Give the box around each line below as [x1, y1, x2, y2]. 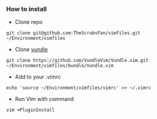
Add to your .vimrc [14, 73, 61, 81]
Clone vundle [14, 46, 48, 53]
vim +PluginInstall [6, 107, 55, 113]
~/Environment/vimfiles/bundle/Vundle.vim [6, 63, 114, 69]
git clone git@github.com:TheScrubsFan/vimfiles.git [6, 30, 141, 36]
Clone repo [14, 19, 43, 26]
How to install [6, 5, 47, 13]
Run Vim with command [14, 96, 74, 103]
